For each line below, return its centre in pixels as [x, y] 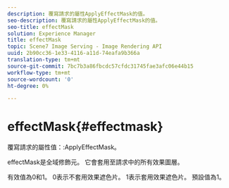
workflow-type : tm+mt [39, 73]
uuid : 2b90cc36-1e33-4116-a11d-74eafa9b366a [74, 54]
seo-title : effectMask [41, 27]
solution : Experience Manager [52, 33]
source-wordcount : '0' [41, 79]
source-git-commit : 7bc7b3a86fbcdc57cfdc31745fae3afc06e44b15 [100, 66]
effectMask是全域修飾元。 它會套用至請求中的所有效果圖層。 [95, 162]
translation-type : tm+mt [44, 60]
